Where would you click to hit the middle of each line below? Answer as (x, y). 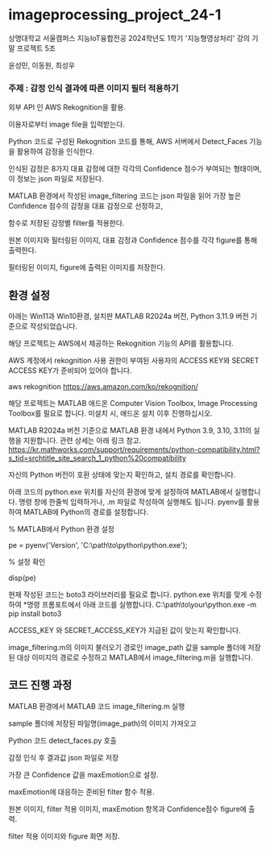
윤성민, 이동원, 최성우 (42, 65)
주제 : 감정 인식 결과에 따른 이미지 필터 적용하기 (93, 88)
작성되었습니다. (54, 326)
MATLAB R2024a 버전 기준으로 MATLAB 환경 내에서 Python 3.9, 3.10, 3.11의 (130, 431)
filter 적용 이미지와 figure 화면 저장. (64, 836)
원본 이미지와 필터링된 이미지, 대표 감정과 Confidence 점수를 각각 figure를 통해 (133, 240)
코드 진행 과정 (40, 685)
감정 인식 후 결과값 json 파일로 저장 (64, 757)
